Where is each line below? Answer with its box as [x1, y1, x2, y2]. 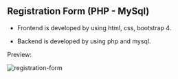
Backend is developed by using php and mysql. [16, 37, 151, 45]
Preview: [7, 50, 32, 58]
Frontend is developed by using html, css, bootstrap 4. [16, 23, 172, 32]
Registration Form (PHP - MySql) [7, 5, 150, 17]
